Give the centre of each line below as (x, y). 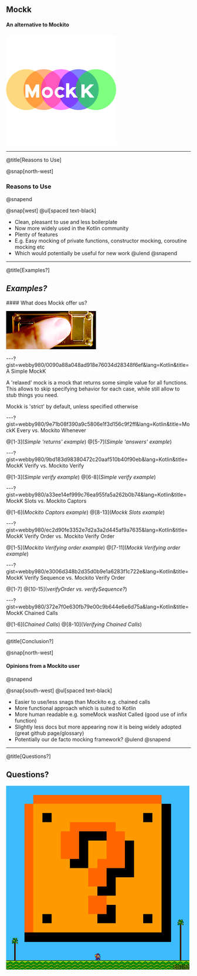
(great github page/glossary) (49, 733)
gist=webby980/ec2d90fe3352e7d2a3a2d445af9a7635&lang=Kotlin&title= (97, 530)
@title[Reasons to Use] (34, 160)
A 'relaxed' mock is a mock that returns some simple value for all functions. (97, 382)
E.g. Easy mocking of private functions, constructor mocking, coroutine (101, 240)
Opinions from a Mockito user (43, 666)
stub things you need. (32, 395)
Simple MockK (28, 371)
